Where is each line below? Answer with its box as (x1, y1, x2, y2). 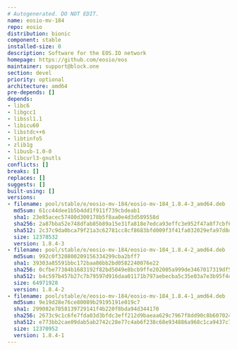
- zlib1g (7, 142, 33, 149)
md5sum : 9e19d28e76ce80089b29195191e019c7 (13, 299, 140, 306)
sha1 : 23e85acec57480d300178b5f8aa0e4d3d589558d (13, 214, 159, 221)
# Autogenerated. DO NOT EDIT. (7, 10, 99, 18)
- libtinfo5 (7, 135, 42, 142)
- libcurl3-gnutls (7, 155, 61, 162)
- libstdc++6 (7, 128, 46, 135)
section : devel (7, 69, 52, 76)
